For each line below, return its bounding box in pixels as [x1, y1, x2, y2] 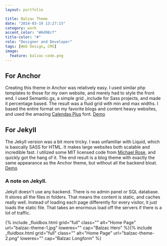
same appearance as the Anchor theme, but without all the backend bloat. [5, 160, 158, 166]
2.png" [5, 236, 19, 242]
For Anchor [5, 72, 41, 80]
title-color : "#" [5, 35, 41, 40]
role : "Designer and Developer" [5, 39, 72, 45]
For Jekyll [5, 125, 36, 134]
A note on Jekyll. [5, 177, 47, 184]
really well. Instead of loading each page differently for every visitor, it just [5, 199, 158, 205]
